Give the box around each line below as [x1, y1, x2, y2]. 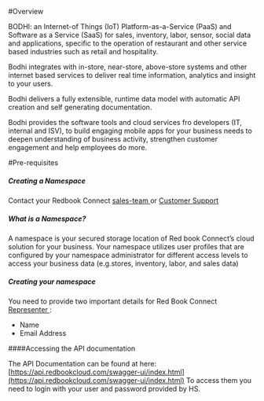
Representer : [8, 304, 53, 314]
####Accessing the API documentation [8, 344, 136, 353]
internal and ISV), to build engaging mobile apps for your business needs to [8, 126, 253, 135]
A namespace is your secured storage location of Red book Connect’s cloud [8, 234, 255, 243]
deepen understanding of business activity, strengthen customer [8, 134, 218, 144]
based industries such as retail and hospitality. [8, 47, 159, 56]
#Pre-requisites [8, 158, 59, 167]
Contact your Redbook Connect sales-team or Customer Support [8, 196, 219, 205]
